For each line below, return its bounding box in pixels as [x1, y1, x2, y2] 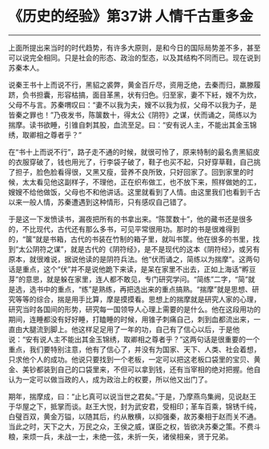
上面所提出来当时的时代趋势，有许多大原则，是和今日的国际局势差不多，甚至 [8, 42, 261, 52]
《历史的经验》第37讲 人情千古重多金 [8, 7, 254, 26]
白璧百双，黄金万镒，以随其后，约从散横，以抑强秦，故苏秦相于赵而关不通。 [8, 411, 261, 421]
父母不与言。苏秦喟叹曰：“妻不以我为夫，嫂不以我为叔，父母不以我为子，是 [8, 99, 258, 109]
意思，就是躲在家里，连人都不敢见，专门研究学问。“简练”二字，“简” [25, 274, 248, 284]
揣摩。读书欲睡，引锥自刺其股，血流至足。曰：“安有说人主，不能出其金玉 [8, 119, 251, 129]
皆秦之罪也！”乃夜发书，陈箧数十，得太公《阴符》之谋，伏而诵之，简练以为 [8, 110, 258, 119]
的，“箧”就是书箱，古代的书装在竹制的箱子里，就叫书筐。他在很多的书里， [8, 234, 254, 244]
